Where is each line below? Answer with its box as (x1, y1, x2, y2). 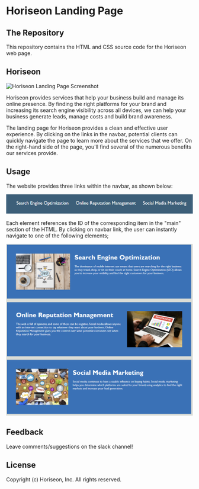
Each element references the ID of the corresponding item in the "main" (6, 219, 181, 226)
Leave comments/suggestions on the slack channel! (6, 443, 133, 450)
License (6, 460, 36, 470)
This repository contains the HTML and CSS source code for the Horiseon (6, 43, 187, 50)
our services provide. (6, 149, 58, 156)
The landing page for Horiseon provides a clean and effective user (6, 124, 168, 131)
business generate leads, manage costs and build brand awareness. (6, 112, 173, 120)
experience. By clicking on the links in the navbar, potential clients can (6, 130, 178, 137)
